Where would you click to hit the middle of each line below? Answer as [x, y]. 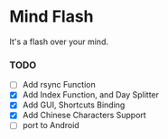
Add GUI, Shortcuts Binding [74, 105]
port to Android [51, 125]
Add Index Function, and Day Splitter [91, 95]
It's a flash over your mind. [59, 42]
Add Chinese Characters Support [84, 116]
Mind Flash [51, 17]
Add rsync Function [59, 85]
